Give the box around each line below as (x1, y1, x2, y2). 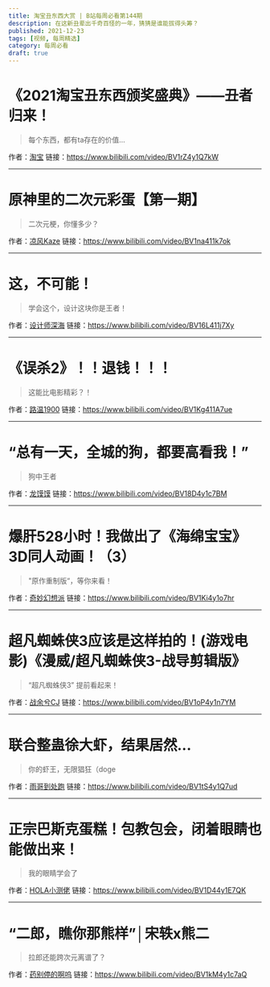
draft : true (8, 49, 48, 57)
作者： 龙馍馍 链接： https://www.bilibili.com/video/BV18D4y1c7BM (8, 489, 227, 498)
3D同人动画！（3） (8, 548, 136, 565)
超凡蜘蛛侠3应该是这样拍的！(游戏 (8, 631, 235, 650)
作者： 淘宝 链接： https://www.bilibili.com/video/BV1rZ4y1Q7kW (8, 152, 219, 161)
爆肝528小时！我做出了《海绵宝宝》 (8, 527, 247, 545)
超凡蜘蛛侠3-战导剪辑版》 (75, 652, 247, 670)
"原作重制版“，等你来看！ (27, 576, 112, 585)
